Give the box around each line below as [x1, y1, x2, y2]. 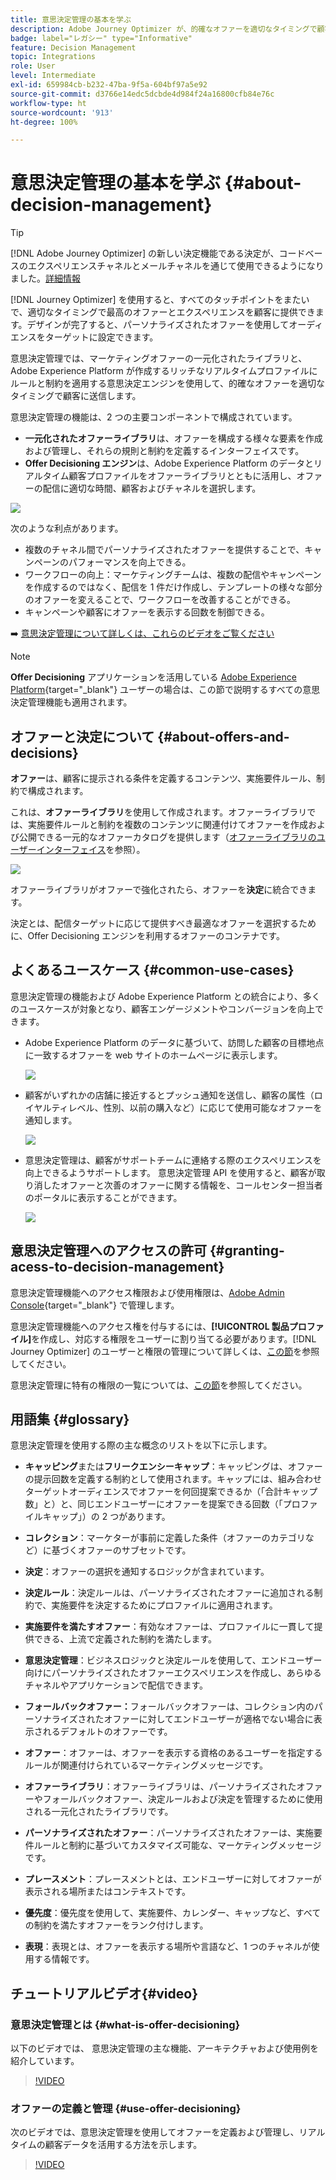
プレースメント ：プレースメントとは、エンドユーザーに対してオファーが [24, 1873, 322, 1885]
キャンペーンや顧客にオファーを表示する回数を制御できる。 [24, 606, 270, 618]
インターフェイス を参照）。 [36, 844, 146, 855]
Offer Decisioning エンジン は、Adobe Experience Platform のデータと [24, 457, 315, 470]
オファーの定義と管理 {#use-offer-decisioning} [10, 2102, 242, 2116]
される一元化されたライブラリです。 [24, 1806, 174, 1818]
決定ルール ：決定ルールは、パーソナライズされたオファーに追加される [24, 1587, 315, 1599]
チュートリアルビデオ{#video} [10, 1985, 199, 2002]
